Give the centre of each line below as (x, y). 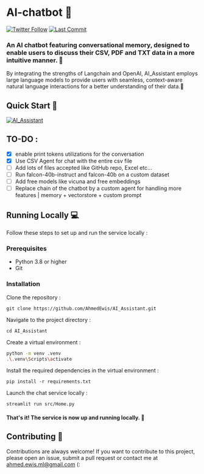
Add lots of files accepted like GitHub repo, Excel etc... (83, 167)
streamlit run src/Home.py (40, 404)
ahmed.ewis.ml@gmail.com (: (43, 464)
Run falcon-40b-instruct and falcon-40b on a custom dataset (92, 175)
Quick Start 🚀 (32, 106)
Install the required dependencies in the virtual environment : (83, 371)
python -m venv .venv (34, 353)
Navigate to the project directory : (49, 319)
